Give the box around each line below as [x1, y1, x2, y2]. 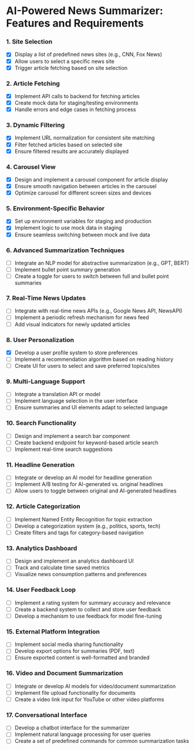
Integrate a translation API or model [14, 391, 101, 398]
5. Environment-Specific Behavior [6, 205, 105, 213]
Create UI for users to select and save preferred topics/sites [14, 363, 160, 369]
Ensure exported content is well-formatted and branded [14, 654, 150, 661]
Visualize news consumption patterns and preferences [14, 571, 147, 578]
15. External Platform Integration [6, 627, 100, 635]
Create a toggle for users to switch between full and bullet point [14, 273, 169, 280]
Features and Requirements [6, 16, 144, 30]
